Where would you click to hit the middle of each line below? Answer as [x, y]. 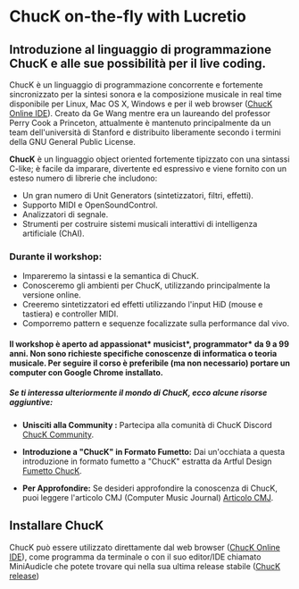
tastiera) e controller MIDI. [70, 314]
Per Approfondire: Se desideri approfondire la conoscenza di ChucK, [150, 488]
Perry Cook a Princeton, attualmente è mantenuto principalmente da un [140, 123]
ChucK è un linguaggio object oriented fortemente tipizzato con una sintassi [149, 159]
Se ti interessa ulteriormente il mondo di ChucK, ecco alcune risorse [138, 393]
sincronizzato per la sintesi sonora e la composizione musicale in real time [146, 94]
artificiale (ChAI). [53, 233]
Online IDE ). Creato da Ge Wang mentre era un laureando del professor [140, 113]
